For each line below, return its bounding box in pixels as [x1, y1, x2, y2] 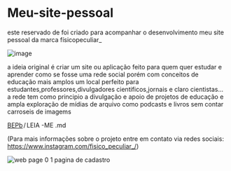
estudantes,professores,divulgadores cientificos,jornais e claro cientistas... [7, 85, 224, 93]
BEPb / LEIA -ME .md [7, 121, 66, 129]
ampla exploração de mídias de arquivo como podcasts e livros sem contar [7, 100, 224, 108]
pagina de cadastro [54, 156, 111, 164]
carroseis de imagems [7, 107, 71, 116]
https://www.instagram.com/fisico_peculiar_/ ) [7, 142, 139, 150]
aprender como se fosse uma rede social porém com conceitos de [7, 70, 199, 78]
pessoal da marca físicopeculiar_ [7, 35, 102, 43]
